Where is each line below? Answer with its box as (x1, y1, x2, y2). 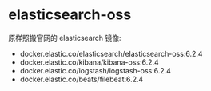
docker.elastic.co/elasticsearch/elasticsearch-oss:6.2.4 (19, 49, 203, 58)
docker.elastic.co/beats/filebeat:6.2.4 (19, 74, 144, 84)
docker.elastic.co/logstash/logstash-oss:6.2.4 (19, 65, 172, 75)
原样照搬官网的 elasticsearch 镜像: (8, 33, 121, 42)
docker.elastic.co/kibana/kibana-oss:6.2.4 (19, 57, 160, 67)
